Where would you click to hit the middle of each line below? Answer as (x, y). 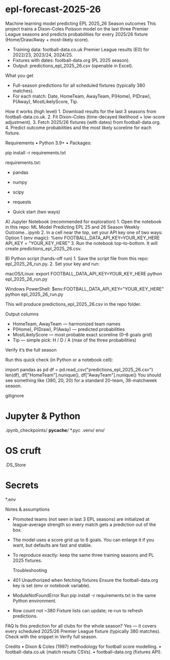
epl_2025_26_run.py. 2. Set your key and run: (53, 264)
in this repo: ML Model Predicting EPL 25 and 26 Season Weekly (73, 227)
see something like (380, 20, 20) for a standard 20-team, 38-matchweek (81, 380)
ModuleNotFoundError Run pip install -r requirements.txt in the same (84, 595)
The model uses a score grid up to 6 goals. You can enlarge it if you (83, 540)
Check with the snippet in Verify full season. (52, 637)
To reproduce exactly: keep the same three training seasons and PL (83, 555)
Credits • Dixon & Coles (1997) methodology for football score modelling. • (83, 646)
